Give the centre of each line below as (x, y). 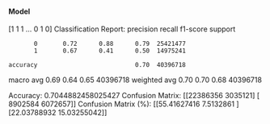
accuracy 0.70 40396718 (97, 65)
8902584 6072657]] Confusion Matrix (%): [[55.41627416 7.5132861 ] (124, 104)
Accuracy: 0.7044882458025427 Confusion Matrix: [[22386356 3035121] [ (134, 96)
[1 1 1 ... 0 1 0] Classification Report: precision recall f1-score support (122, 29)
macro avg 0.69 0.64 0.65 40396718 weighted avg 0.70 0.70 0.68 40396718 (135, 80)
